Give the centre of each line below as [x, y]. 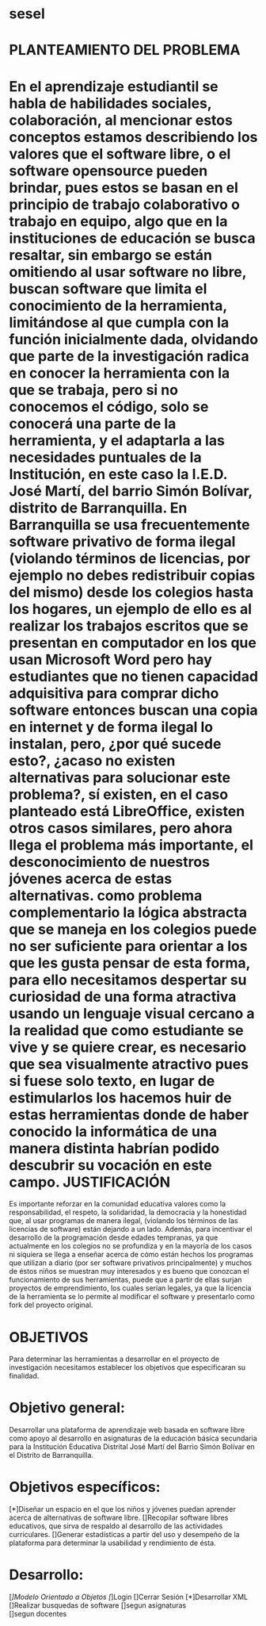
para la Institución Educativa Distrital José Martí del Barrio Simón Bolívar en [132, 1447]
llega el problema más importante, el [131, 845]
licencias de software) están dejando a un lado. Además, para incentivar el [131, 1229]
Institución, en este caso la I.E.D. [118, 474]
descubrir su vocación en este [110, 1165]
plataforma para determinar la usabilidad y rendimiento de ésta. [112, 1543]
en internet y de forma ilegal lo [111, 727]
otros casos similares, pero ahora [121, 828]
